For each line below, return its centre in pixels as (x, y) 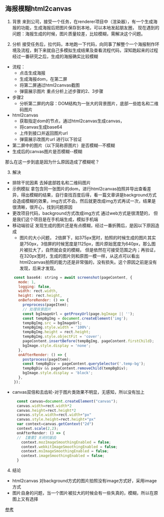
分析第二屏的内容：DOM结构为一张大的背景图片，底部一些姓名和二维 (89, 103)
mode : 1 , (27, 282)
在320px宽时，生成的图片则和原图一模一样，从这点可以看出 (80, 256)
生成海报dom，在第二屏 (43, 79)
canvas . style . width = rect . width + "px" (54, 415)
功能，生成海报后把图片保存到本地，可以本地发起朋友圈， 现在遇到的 (90, 27)
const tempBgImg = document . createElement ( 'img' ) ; (75, 318)
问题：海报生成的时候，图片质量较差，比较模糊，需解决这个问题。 (79, 34)
